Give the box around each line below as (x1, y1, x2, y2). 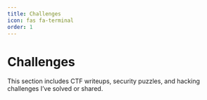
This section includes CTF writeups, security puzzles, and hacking (7, 77, 201, 85)
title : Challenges (7, 10, 61, 18)
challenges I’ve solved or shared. (7, 85, 103, 93)
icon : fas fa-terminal (7, 17, 74, 24)
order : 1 (7, 23, 33, 30)
